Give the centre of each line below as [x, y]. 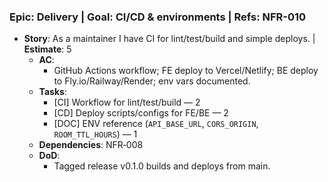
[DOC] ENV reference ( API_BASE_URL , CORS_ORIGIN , [156, 124]
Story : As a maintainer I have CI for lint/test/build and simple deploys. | [169, 39]
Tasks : [52, 92]
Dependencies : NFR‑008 [91, 145]
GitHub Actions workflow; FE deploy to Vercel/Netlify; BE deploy [186, 71]
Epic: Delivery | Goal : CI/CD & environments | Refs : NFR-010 [158, 17]
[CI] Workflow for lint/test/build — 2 [127, 102]
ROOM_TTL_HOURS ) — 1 [95, 134]
